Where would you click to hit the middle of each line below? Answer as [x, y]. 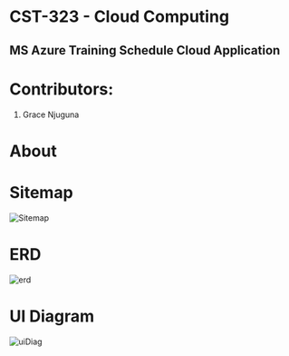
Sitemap [42, 192]
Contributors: [62, 89]
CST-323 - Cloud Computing [119, 17]
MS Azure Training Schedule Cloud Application [145, 50]
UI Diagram [52, 316]
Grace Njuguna [51, 114]
